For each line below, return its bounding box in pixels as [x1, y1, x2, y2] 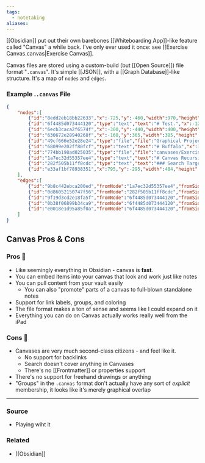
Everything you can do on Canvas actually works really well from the [15, 312, 188, 319]
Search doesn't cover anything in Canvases [24, 361, 134, 368]
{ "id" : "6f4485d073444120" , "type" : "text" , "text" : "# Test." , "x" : [28, 121, 192, 127]
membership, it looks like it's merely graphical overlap [15, 386, 151, 393]
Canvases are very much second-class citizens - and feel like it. [15, 347, 176, 354]
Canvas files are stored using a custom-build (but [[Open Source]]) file [6, 62, 184, 69]
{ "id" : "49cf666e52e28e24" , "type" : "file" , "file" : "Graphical [28, 138, 182, 144]
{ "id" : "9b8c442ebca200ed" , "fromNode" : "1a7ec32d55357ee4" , [28, 183, 179, 189]
